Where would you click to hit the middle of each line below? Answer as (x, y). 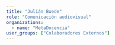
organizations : (25, 22)
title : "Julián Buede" (34, 11)
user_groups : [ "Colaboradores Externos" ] (58, 33)
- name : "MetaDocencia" (41, 28)
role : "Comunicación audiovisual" (49, 17)
